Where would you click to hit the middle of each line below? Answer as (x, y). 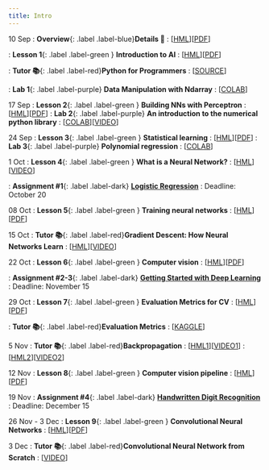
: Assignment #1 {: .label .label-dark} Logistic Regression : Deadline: (122, 185)
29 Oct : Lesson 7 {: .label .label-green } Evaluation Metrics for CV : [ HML (131, 302)
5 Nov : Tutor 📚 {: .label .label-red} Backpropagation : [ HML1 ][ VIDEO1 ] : (127, 345)
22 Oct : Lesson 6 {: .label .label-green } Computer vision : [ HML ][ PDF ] (126, 262)
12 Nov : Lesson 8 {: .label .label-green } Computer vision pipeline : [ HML (130, 372)
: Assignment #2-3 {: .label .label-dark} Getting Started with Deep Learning (135, 277)
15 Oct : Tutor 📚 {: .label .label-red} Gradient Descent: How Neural (118, 235)
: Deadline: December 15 (49, 406)
